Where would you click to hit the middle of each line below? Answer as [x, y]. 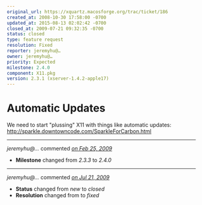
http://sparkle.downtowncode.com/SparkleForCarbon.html [79, 131]
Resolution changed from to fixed [57, 195]
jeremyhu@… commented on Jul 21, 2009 [58, 177]
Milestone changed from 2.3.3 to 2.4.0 [63, 160]
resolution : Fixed [30, 46]
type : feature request [35, 40]
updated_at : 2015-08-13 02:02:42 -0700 [57, 23]
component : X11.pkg [31, 73]
